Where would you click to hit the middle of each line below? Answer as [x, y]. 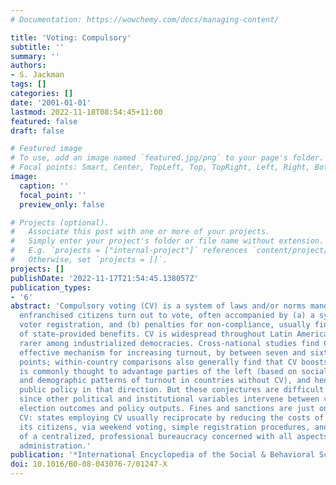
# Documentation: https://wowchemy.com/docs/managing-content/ [145, 19]
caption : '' [44, 186]
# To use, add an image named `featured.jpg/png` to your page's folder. [167, 158]
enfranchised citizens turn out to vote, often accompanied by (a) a [167, 316]
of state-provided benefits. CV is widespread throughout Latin [156, 334]
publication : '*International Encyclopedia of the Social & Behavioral [162, 455]
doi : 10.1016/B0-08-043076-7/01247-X [89, 464]
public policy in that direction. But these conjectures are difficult [172, 390]
